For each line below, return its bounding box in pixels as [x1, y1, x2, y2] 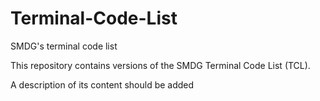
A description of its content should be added [10, 78, 195, 91]
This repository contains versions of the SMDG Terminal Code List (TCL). [10, 59, 311, 71]
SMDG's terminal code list [10, 40, 118, 52]
